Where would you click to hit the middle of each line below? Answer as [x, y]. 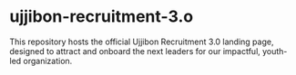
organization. [48, 61]
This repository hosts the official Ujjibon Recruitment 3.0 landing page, [142, 42]
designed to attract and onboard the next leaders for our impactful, [135, 51]
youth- [275, 51]
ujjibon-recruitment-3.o [102, 17]
